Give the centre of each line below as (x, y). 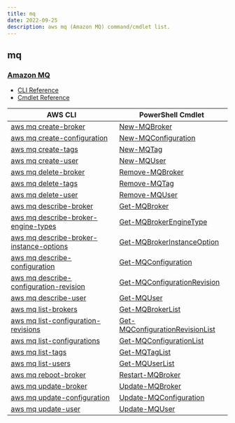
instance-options (40, 247)
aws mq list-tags (39, 352)
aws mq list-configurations (55, 341)
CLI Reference (38, 90)
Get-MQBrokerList (149, 310)
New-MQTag (141, 150)
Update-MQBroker (150, 387)
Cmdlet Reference (43, 98)
